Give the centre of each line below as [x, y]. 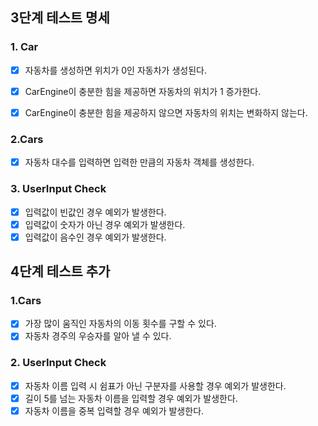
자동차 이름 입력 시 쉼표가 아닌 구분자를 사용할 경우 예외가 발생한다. [155, 385]
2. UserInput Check [58, 363]
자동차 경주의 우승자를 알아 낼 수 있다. [98, 336]
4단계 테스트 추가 [60, 271]
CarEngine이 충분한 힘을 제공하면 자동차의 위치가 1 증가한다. [143, 91]
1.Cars [26, 301]
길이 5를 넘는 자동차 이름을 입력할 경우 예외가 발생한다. [131, 398]
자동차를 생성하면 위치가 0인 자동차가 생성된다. [115, 70]
